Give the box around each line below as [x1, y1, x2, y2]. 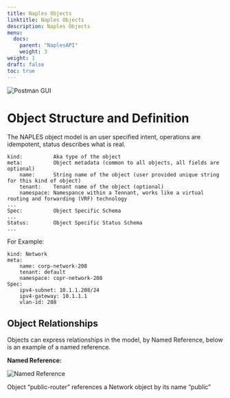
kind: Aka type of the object [7, 154, 122, 161]
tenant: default [19, 269, 67, 276]
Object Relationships [7, 317, 98, 329]
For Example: [7, 237, 45, 246]
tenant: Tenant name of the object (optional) [19, 183, 165, 191]
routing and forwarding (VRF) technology [7, 196, 128, 202]
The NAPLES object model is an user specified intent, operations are [7, 133, 201, 141]
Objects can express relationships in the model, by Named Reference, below [7, 336, 223, 344]
